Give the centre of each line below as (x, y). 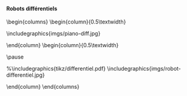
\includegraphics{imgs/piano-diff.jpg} (53, 34)
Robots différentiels (32, 8)
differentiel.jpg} (26, 75)
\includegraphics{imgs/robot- (144, 69)
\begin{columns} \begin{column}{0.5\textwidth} (66, 22)
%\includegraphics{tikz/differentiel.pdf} (56, 69)
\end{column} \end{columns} (43, 87)
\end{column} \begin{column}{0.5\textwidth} (63, 45)
